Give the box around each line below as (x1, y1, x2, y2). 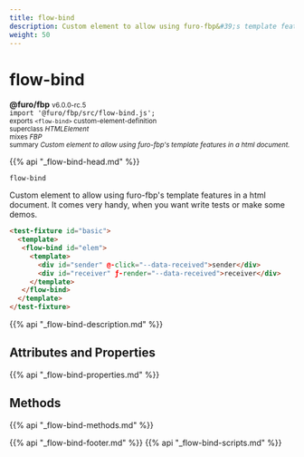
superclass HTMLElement (9, 124, 90, 134)
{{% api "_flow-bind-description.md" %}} (9, 319, 164, 330)
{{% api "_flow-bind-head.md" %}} (9, 156, 140, 168)
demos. (9, 209, 38, 220)
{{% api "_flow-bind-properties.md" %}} (9, 369, 160, 380)
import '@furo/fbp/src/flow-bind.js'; (9, 109, 156, 118)
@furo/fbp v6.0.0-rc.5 (9, 99, 87, 110)
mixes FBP (9, 132, 43, 141)
